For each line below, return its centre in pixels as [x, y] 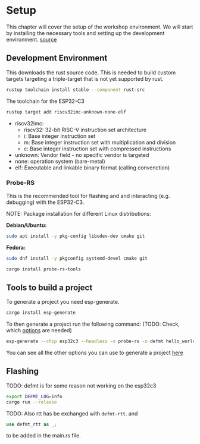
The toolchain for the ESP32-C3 [45, 101]
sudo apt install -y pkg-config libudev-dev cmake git [76, 236]
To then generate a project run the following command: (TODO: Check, [93, 324]
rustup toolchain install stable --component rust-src [76, 90]
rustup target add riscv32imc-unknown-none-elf [66, 112]
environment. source [32, 39]
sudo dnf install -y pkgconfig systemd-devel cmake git [77, 258]
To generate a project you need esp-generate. [63, 302]
